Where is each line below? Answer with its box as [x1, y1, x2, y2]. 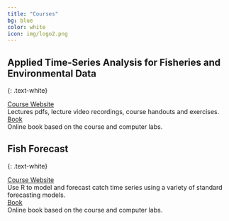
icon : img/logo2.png [7, 30, 69, 38]
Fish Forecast [7, 143, 69, 155]
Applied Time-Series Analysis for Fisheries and [7, 56, 221, 68]
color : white [7, 23, 46, 30]
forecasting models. [7, 191, 66, 199]
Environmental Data [7, 67, 97, 79]
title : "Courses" [7, 10, 59, 18]
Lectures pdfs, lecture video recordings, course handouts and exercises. [7, 108, 220, 116]
